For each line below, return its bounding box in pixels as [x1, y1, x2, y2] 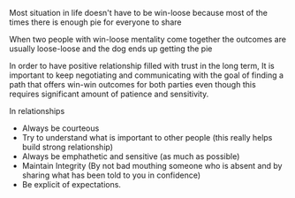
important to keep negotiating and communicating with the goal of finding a [9, 70, 284, 80]
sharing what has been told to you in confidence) [21, 170, 201, 180]
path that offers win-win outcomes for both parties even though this [9, 80, 256, 89]
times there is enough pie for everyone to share [9, 17, 182, 27]
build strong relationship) [21, 141, 113, 152]
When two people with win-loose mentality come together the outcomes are [9, 34, 287, 44]
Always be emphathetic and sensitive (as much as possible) [21, 151, 240, 162]
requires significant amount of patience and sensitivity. [9, 88, 209, 99]
